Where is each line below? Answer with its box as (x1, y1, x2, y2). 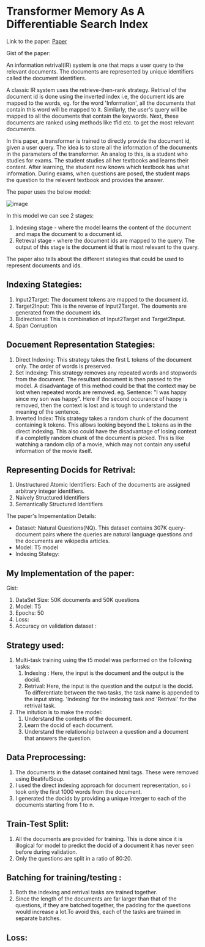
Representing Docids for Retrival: (6, 465, 136, 475)
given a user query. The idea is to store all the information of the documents (6, 143, 198, 151)
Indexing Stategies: (6, 280, 83, 290)
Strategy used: (6, 640, 64, 650)
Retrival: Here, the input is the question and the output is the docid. (24, 682, 194, 690)
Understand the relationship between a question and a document (24, 728, 188, 735)
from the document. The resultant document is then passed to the (15, 375, 182, 382)
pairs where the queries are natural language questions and (42, 531, 193, 538)
